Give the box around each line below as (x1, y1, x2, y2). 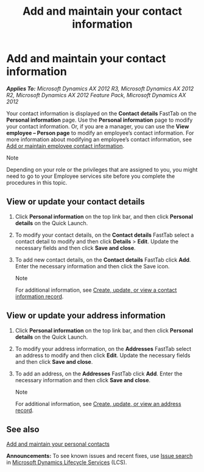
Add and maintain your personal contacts (6, 440, 110, 448)
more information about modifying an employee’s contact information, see (6, 136, 192, 143)
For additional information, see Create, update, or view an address (15, 400, 181, 407)
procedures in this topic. (6, 179, 68, 186)
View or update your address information (6, 311, 166, 321)
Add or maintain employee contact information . (6, 142, 125, 149)
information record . (15, 292, 64, 300)
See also (6, 424, 40, 435)
